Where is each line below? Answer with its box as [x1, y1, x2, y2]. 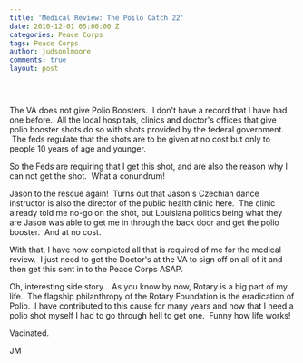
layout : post [9, 64, 59, 74]
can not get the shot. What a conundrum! [9, 170, 166, 181]
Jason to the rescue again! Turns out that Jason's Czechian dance [9, 188, 260, 199]
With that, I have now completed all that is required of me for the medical [9, 244, 281, 255]
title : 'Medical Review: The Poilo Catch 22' [9, 13, 184, 23]
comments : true [9, 55, 67, 64]
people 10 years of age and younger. [9, 142, 147, 154]
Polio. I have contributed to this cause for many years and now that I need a [9, 300, 294, 311]
